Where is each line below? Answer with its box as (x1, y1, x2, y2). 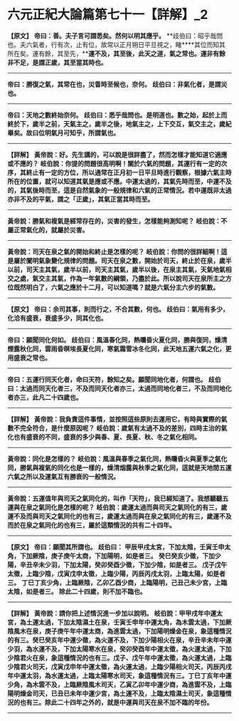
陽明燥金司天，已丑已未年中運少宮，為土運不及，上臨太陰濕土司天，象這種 (7, 689, 225, 697)
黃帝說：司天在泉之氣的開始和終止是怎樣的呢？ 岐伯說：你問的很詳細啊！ (7, 247, 221, 256)
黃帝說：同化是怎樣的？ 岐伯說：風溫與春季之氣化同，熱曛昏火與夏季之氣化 (7, 454, 228, 463)
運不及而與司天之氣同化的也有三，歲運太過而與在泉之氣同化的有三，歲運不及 (7, 512, 232, 520)
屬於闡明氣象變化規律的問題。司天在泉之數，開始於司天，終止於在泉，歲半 (13, 256, 232, 264)
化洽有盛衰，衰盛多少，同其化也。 (7, 313, 107, 322)
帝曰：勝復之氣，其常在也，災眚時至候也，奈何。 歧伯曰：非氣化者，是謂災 (7, 80, 228, 88)
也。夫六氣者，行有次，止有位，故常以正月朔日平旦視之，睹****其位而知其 (7, 40, 226, 48)
